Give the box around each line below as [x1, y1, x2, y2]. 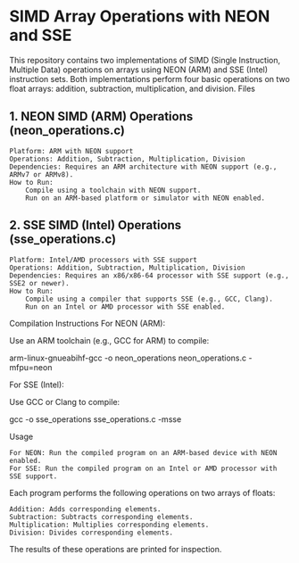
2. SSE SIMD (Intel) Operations [9, 218, 182, 233]
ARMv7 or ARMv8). [9, 170, 74, 179]
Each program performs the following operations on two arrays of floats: [9, 487, 276, 498]
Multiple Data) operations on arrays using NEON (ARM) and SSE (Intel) [9, 64, 269, 75]
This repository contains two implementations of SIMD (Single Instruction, [9, 54, 281, 65]
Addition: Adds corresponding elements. [9, 504, 162, 514]
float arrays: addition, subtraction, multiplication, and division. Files [9, 83, 256, 94]
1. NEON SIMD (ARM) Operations [9, 109, 194, 124]
